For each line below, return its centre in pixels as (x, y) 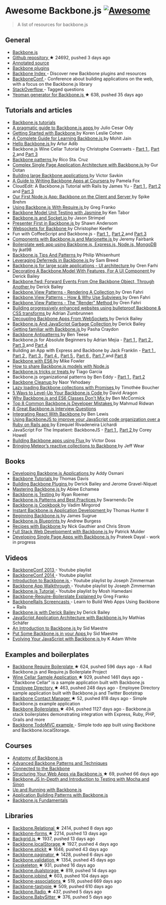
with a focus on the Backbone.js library (52, 84)
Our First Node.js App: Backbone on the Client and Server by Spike (81, 197)
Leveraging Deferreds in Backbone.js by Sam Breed (65, 260)
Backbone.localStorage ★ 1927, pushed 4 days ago (65, 844)
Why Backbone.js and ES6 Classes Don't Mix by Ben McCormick (79, 398)
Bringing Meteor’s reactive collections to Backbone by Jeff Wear (78, 446)
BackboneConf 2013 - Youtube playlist (52, 570)
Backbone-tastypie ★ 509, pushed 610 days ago (62, 886)
